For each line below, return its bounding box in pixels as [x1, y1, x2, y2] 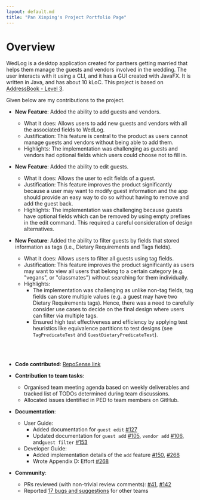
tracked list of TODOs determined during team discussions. [23, 390, 170, 397]
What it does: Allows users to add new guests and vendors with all [23, 120, 187, 127]
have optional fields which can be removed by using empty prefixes [23, 213, 190, 220]
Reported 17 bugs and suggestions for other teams [23, 487, 149, 495]
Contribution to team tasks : [14, 372, 85, 379]
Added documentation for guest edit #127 [32, 426, 137, 433]
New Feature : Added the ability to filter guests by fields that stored [14, 237, 180, 244]
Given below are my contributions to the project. [6, 97, 125, 104]
